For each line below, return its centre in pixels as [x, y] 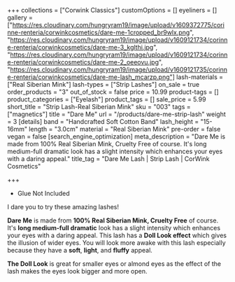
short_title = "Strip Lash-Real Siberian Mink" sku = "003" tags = [99, 107]
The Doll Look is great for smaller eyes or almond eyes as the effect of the [114, 264]
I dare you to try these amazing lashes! [63, 207]
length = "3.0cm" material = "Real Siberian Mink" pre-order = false [125, 129]
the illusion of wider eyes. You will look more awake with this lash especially [116, 243]
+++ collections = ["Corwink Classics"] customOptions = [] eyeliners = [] [112, 10]
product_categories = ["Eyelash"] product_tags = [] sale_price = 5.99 [107, 99]
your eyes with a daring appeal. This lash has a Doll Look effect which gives [117, 235]
